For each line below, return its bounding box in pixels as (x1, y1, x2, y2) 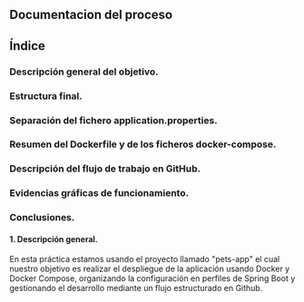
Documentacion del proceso (9, 7, 173, 23)
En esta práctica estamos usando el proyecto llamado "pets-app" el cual (9, 254, 280, 265)
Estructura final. (9, 90, 83, 102)
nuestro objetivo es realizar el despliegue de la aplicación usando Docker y (9, 263, 290, 275)
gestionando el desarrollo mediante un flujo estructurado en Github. (9, 283, 263, 294)
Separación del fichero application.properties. (9, 113, 218, 126)
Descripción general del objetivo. (9, 65, 159, 78)
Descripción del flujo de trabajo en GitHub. (9, 162, 201, 175)
